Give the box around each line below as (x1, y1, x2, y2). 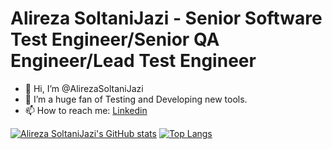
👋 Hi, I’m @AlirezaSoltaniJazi (24, 82, 144, 94)
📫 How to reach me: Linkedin (24, 104, 148, 116)
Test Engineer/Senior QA (10, 28, 220, 51)
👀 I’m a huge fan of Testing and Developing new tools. (24, 93, 248, 105)
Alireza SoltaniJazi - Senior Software (10, 7, 323, 30)
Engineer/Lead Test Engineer (10, 50, 257, 72)
